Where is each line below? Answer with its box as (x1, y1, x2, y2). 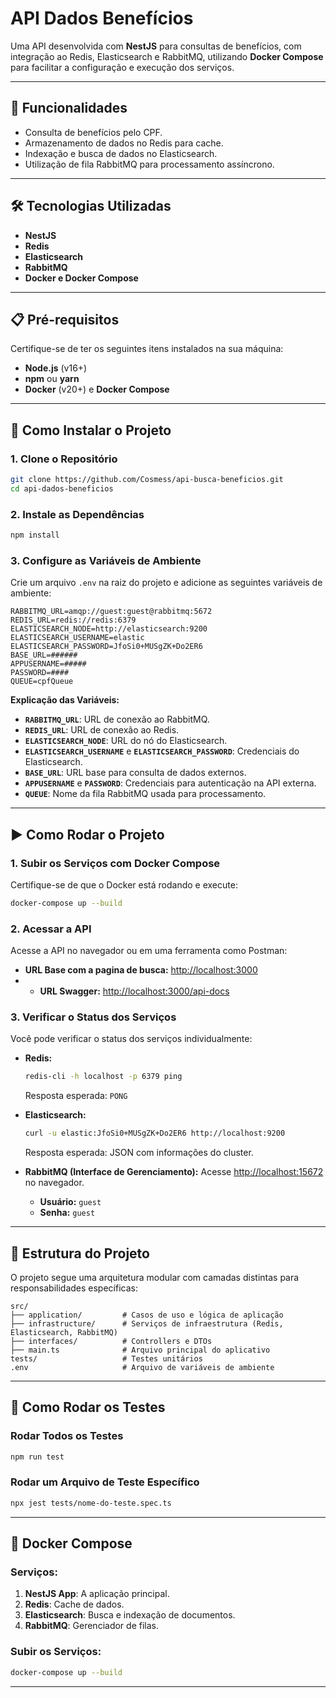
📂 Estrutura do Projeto (10, 1245, 150, 1262)
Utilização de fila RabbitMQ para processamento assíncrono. (24, 158, 275, 170)
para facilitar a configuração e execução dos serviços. (10, 61, 235, 73)
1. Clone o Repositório (10, 452, 118, 466)
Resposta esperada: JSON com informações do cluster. (24, 1147, 254, 1159)
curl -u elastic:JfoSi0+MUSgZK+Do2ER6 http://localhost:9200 (24, 1128, 286, 1139)
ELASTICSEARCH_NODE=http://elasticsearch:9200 (10, 624, 208, 634)
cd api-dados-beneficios (10, 483, 114, 494)
